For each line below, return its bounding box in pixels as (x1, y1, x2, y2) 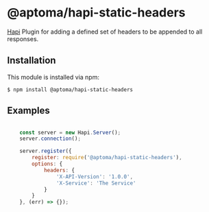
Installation (7, 55, 56, 67)
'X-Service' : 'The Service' (56, 180, 136, 187)
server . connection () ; (19, 135, 81, 142)
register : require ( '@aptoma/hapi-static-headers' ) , (32, 154, 183, 161)
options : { (32, 161, 63, 167)
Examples (7, 105, 50, 117)
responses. (7, 34, 39, 43)
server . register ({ (19, 148, 72, 155)
